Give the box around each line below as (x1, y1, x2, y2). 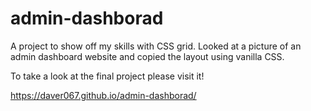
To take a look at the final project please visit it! (10, 70, 205, 82)
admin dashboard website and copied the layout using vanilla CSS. (10, 50, 285, 62)
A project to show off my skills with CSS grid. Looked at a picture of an (10, 40, 302, 52)
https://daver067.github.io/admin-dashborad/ (10, 89, 197, 101)
